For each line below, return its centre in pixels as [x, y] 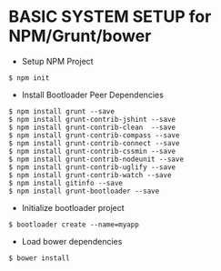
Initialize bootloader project [73, 207]
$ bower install [39, 258]
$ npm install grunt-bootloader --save [84, 191]
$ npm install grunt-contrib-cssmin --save [92, 151]
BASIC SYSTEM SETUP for [110, 17]
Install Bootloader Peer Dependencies [93, 95]
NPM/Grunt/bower [80, 36]
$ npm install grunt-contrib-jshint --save [92, 119]
